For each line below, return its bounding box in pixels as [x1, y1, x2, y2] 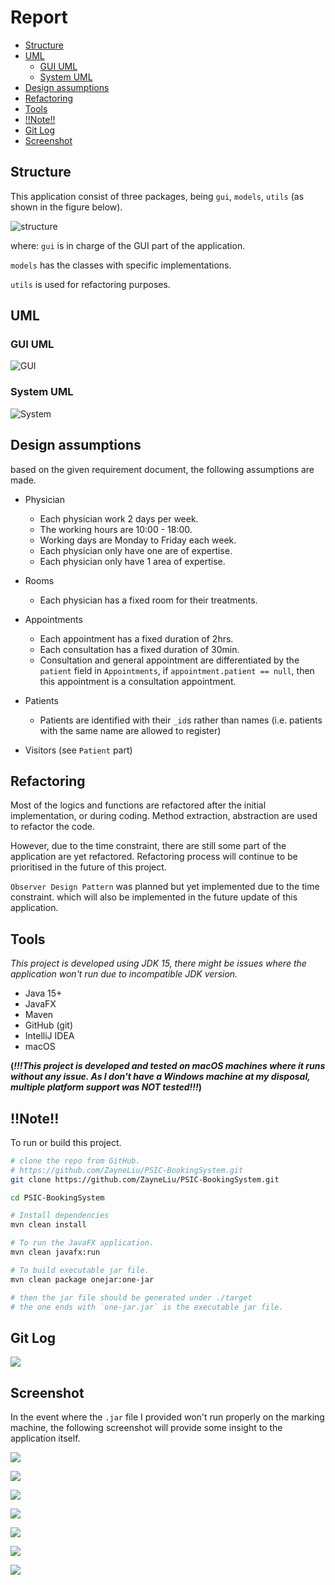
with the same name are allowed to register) [39, 724, 222, 736]
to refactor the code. [10, 821, 95, 833]
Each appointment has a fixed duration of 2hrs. [39, 632, 234, 645]
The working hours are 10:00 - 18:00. [39, 523, 193, 535]
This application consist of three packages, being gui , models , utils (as [10, 190, 305, 202]
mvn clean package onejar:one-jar [10, 1274, 155, 1285]
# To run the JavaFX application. [10, 1238, 155, 1248]
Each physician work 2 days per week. [39, 512, 199, 525]
